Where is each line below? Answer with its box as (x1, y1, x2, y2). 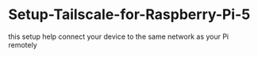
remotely (8, 40, 37, 49)
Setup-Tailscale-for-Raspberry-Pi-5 (8, 6, 251, 24)
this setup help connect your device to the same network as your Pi (8, 32, 229, 41)
